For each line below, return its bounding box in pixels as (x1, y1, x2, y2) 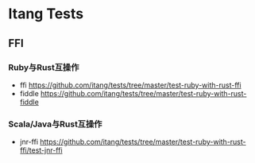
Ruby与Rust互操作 (8, 61, 79, 72)
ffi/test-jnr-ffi (19, 146, 63, 155)
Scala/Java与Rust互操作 (8, 118, 102, 130)
